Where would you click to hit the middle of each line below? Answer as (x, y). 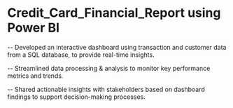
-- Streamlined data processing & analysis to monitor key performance (109, 68)
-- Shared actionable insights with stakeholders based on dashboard (106, 89)
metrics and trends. (35, 76)
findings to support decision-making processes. (76, 97)
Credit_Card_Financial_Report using (114, 13)
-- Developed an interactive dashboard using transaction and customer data (117, 47)
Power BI (34, 28)
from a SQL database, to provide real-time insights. (81, 55)
